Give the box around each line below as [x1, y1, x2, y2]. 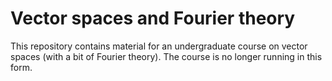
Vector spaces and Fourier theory [10, 7, 296, 30]
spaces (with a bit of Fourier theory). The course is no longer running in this [10, 50, 323, 62]
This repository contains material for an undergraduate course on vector [10, 40, 308, 52]
